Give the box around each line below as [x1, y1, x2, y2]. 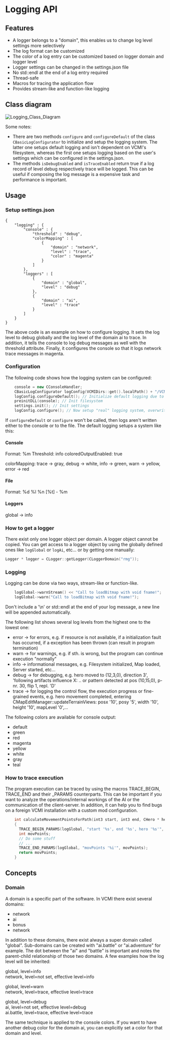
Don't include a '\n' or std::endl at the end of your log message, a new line [5, 603, 160, 609]
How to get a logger [5, 524, 55, 531]
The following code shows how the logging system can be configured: [5, 374, 152, 381]
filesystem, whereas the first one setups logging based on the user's [12, 150, 156, 156]
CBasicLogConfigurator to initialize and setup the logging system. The [12, 138, 158, 145]
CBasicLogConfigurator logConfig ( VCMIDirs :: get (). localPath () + [14, 389, 153, 394]
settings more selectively [12, 43, 65, 49]
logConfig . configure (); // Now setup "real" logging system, [14, 408, 146, 413]
